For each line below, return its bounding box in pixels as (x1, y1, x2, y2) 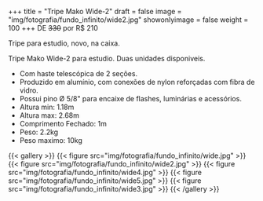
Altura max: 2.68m (19, 111, 80, 120)
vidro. (19, 86, 39, 95)
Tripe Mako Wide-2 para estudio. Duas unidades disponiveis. (8, 54, 206, 63)
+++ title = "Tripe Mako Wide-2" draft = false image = (8, 7, 182, 16)
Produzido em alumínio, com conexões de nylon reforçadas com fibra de (19, 78, 255, 86)
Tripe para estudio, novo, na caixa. (8, 38, 120, 48)
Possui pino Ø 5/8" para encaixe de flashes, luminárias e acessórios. (19, 94, 242, 103)
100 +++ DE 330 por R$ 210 (8, 24, 98, 32)
